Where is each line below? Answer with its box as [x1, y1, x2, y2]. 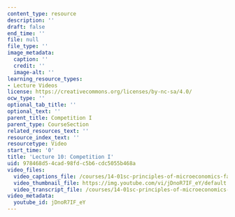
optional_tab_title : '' [7, 101, 77, 108]
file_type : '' [7, 43, 49, 50]
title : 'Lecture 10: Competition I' [7, 153, 114, 161]
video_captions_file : [13, 173, 77, 180]
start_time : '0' [7, 147, 55, 154]
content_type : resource [7, 10, 77, 17]
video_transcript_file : [13, 186, 83, 193]
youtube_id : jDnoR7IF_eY [13, 199, 86, 206]
